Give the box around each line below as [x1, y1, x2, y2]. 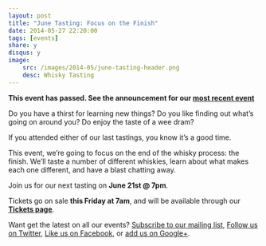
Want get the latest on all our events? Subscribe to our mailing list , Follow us [8, 220, 258, 229]
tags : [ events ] [8, 34, 59, 42]
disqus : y [8, 49, 41, 57]
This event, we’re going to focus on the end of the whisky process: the [8, 148, 240, 157]
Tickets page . [8, 204, 55, 214]
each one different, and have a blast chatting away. [8, 165, 177, 174]
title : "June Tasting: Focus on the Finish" [8, 19, 158, 27]
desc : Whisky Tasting [22, 71, 94, 79]
